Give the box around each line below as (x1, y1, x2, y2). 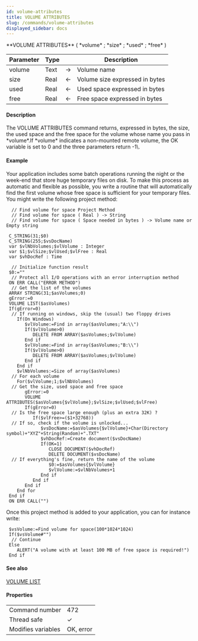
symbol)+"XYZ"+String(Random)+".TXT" (6, 430, 100, 437)
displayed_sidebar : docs (6, 25, 68, 31)
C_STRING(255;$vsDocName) (8, 238, 73, 244)
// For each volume (11, 373, 60, 379)
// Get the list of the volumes (11, 285, 92, 291)
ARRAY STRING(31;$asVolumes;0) (8, 290, 86, 296)
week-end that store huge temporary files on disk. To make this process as (6, 176, 189, 184)
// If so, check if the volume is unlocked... (11, 420, 129, 426)
